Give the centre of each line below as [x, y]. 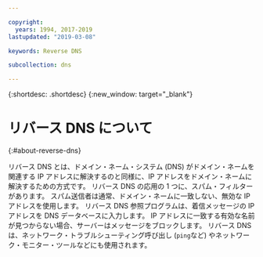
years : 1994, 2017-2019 [54, 29]
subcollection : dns [40, 65]
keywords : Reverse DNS [45, 51]
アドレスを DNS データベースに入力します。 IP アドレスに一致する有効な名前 [131, 215]
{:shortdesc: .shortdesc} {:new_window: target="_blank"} [101, 94]
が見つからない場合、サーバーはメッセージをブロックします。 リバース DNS [130, 226]
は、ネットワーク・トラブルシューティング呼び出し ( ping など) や [112, 235]
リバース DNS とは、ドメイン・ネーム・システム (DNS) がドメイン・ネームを [131, 167]
